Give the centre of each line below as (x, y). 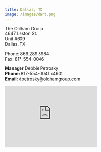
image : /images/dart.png (30, 14)
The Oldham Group (24, 28)
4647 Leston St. (21, 33)
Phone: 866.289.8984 (27, 53)
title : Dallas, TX (24, 10)
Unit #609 (15, 39)
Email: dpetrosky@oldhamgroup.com (43, 79)
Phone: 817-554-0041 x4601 (34, 73)
